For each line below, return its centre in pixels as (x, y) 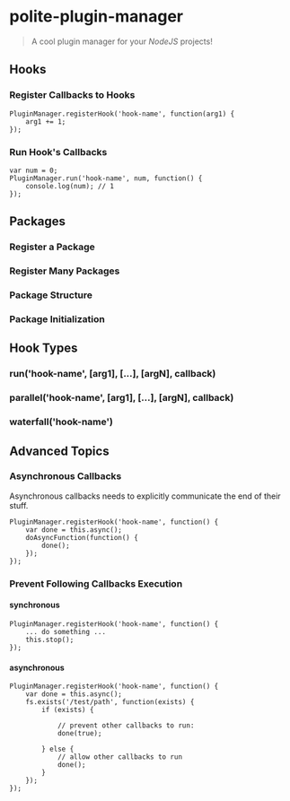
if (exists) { (68, 710)
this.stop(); (50, 640)
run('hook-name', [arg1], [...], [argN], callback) (113, 374)
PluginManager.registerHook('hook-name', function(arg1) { (122, 114)
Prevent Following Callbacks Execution (96, 583)
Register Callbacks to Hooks (72, 95)
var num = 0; (34, 170)
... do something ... (66, 631)
